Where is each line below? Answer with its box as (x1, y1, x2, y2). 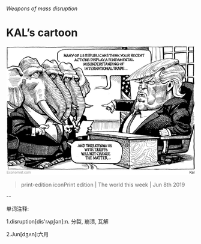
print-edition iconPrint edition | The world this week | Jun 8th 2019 (20, 181, 185, 188)
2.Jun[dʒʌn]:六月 (6, 230, 49, 237)
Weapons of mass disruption (6, 5, 78, 12)
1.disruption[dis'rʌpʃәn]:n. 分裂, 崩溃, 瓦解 (6, 218, 109, 225)
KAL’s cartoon (6, 26, 78, 39)
